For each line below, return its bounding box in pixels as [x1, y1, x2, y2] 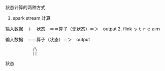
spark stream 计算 [12, 15, 51, 21]
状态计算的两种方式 [5, 5, 46, 10]
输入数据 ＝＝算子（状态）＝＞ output [5, 37, 90, 42]
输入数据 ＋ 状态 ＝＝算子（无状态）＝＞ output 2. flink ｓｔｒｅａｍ [5, 26, 160, 32]
